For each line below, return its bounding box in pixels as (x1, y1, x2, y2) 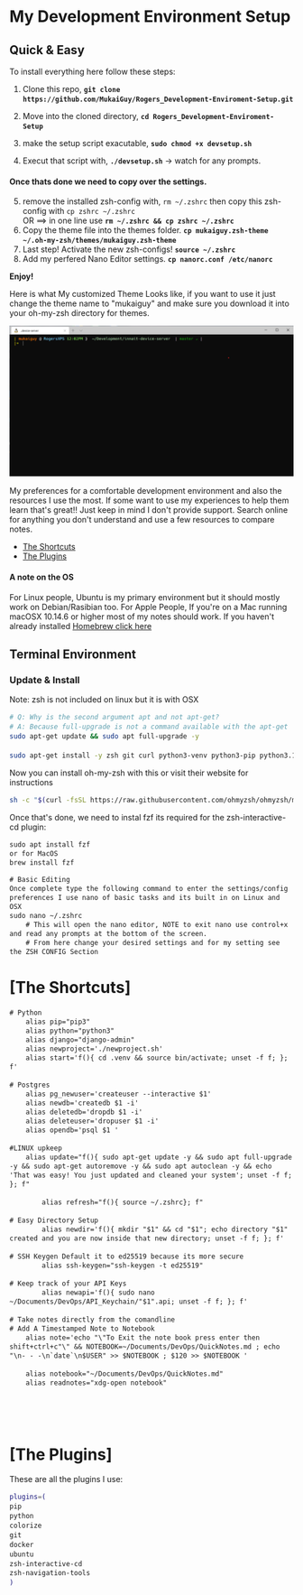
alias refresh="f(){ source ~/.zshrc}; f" (41, 1198, 204, 1207)
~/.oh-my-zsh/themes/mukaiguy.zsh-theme (22, 236, 177, 246)
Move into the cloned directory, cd (22, 111, 150, 121)
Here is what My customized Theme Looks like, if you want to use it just (9, 289, 277, 300)
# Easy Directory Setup (9, 1216, 99, 1225)
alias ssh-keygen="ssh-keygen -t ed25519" (41, 1261, 204, 1270)
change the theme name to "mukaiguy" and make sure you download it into (9, 298, 290, 309)
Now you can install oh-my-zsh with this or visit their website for (9, 767, 249, 778)
